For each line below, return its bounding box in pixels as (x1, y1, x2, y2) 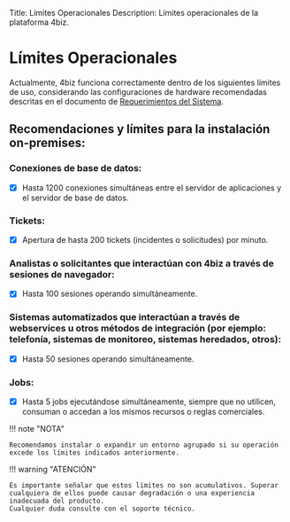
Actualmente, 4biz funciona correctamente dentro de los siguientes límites (9, 77, 281, 88)
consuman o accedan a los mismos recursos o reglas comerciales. (21, 407, 265, 417)
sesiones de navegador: (9, 268, 115, 280)
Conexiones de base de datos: (9, 162, 142, 175)
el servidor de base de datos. (21, 192, 129, 203)
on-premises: (9, 136, 86, 151)
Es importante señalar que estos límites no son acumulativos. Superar (9, 481, 279, 490)
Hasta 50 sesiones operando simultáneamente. (21, 354, 195, 364)
